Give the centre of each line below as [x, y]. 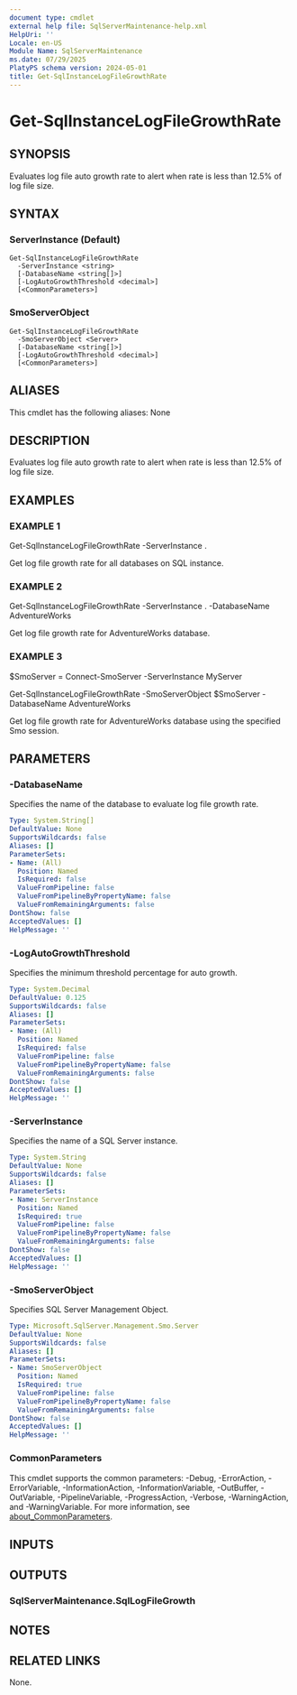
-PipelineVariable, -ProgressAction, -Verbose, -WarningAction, [173, 1497]
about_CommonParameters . [61, 1516]
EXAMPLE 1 [35, 526]
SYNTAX [35, 214]
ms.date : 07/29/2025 [48, 60]
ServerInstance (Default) [65, 240]
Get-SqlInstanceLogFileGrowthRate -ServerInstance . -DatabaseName [139, 607]
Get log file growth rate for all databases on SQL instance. [117, 563]
